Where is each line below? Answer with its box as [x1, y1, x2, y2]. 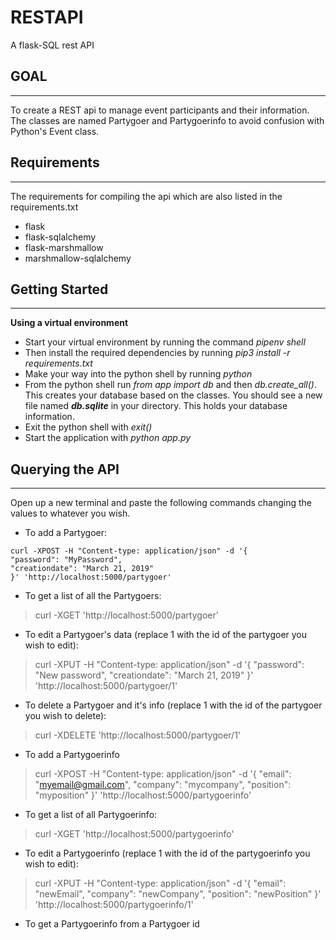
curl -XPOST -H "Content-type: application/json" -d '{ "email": [34, 768, 292, 780]
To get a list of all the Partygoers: [24, 590, 162, 602]
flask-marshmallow [24, 241, 104, 253]
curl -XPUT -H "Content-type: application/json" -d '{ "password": [34, 659, 305, 671]
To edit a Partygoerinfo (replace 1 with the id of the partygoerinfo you [24, 847, 311, 860]
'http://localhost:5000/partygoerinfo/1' [34, 899, 194, 911]
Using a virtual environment [10, 317, 129, 329]
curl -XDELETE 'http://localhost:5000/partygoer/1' [34, 729, 242, 741]
